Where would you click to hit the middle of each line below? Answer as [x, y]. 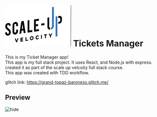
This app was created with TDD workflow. [47, 72]
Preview [18, 98]
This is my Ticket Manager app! [37, 57]
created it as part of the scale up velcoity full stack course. [64, 67]
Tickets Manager [108, 44]
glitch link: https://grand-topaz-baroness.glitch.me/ [57, 82]
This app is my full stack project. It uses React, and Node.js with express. [79, 62]
